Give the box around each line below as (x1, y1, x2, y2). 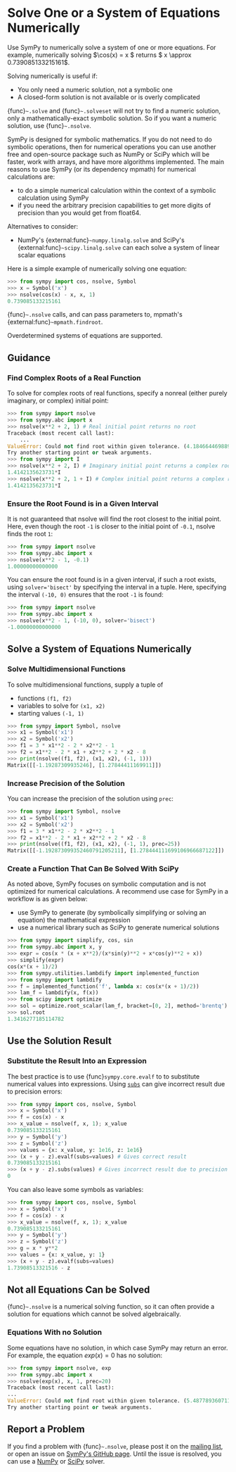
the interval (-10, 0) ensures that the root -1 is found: (7, 590, 164, 599)
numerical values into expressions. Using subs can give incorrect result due (7, 1079, 225, 1088)
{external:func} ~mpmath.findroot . (7, 318, 103, 326)
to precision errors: (7, 1087, 63, 1096)
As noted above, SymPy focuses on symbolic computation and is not (7, 880, 206, 888)
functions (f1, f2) (17, 694, 72, 702)
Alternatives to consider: (7, 222, 79, 230)
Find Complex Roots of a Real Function (7, 373, 142, 383)
